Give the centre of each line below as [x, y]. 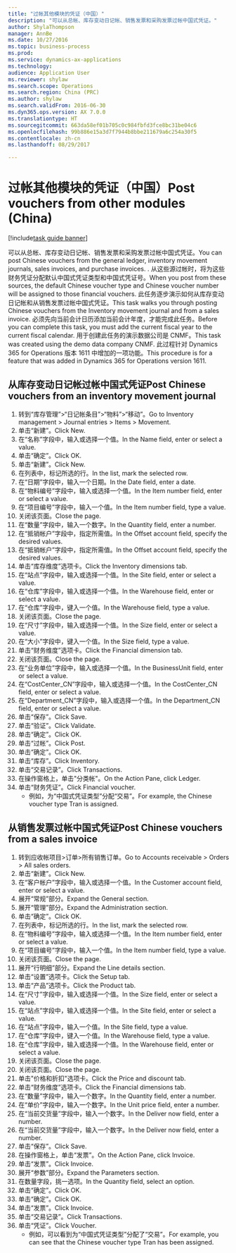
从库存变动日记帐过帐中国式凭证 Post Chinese [107, 385]
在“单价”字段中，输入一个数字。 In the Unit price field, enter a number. [119, 1104]
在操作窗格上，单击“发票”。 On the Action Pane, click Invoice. [106, 1155]
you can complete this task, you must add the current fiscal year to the [110, 327]
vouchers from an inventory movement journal [112, 396]
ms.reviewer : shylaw [38, 79]
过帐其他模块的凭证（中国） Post [101, 188]
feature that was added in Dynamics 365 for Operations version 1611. [107, 361]
